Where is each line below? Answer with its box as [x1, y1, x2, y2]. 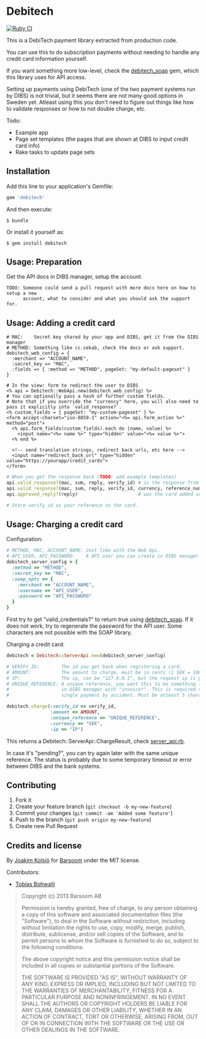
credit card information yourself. [6, 55, 88, 62]
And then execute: [6, 205, 53, 213]
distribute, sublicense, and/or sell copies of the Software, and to [21, 930, 184, 938]
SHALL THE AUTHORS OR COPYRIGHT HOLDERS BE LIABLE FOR [21, 1000, 188, 1008]
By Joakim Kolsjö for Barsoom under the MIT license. [6, 856, 141, 864]
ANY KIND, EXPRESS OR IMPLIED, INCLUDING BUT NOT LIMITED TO [21, 981, 196, 988]
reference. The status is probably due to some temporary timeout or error [6, 756, 193, 763]
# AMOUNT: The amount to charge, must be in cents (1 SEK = [6, 669, 191, 676]
